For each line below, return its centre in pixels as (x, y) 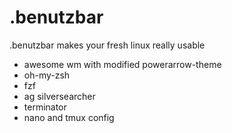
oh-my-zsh (47, 75)
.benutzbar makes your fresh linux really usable (107, 45)
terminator (45, 107)
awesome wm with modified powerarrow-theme (122, 64)
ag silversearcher (59, 96)
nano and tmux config (69, 117)
